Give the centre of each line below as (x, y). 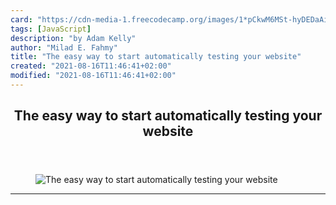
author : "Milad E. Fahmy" (64, 47)
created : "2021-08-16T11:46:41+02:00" (91, 66)
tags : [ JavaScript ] (51, 29)
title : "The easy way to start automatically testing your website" (156, 57)
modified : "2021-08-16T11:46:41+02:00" (93, 76)
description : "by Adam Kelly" (73, 38)
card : (21, 19)
